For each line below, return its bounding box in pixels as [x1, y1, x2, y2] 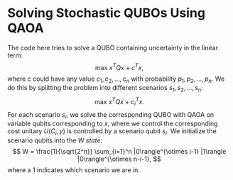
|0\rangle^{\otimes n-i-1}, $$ [77, 154, 161, 164]
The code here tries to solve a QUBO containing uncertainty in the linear [7, 43, 219, 52]
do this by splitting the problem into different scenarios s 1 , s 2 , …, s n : [7, 84, 204, 94]
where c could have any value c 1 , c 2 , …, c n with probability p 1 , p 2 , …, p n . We [7, 74, 225, 84]
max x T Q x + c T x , [94, 62, 144, 72]
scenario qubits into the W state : [7, 136, 103, 145]
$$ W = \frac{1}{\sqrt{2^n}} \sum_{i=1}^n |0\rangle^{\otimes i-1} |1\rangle [12, 147, 227, 156]
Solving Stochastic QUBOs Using [7, 5, 206, 21]
